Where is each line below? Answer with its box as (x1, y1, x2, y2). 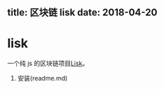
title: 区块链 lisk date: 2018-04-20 (7, 6, 158, 19)
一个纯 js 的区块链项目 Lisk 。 (7, 59, 89, 68)
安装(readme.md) (17, 74, 68, 83)
